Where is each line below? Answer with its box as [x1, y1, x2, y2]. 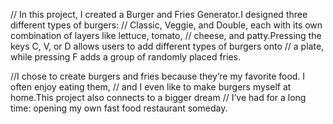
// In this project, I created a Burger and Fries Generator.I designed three [10, 9, 308, 20]
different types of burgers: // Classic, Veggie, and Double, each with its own [10, 19, 323, 31]
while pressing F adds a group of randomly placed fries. [10, 51, 241, 63]
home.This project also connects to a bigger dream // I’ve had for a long [10, 92, 307, 103]
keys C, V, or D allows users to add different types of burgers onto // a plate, [10, 40, 325, 52]
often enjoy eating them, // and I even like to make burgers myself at [10, 81, 292, 93]
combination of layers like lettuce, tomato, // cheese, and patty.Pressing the [10, 30, 322, 41]
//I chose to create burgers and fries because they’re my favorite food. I [10, 70, 306, 82]
